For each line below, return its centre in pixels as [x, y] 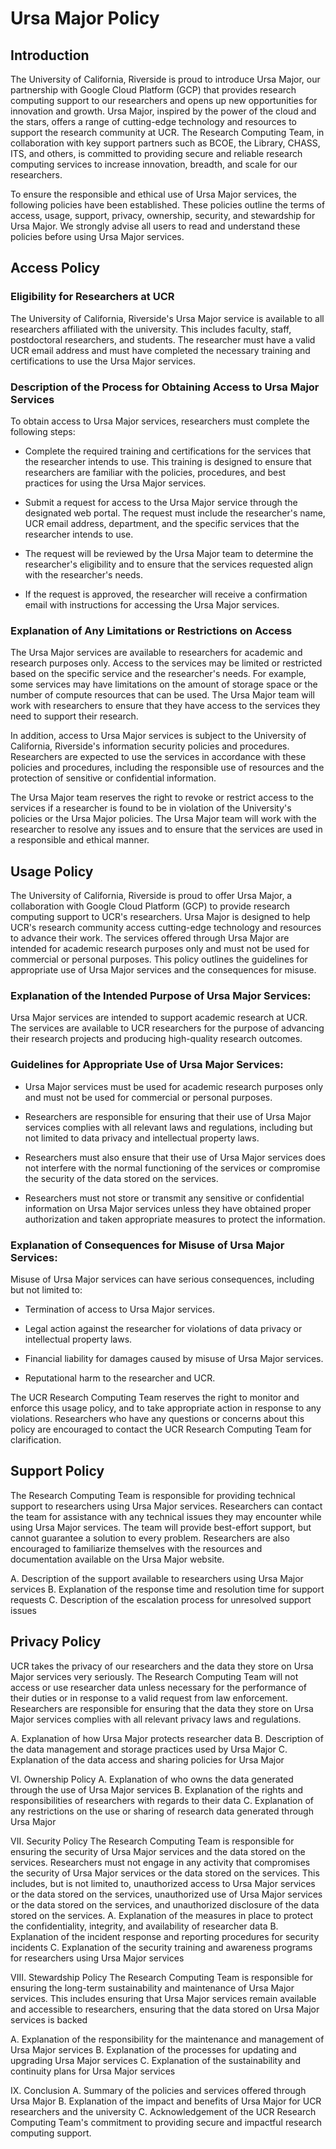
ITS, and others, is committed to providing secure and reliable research [156, 153]
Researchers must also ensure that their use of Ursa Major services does [175, 1157]
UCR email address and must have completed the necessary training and [160, 350]
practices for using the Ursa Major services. [115, 483]
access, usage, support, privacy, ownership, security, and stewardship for [163, 215]
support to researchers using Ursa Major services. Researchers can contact [166, 1506]
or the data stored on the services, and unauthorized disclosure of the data [165, 1904]
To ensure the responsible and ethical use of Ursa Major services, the [154, 194]
